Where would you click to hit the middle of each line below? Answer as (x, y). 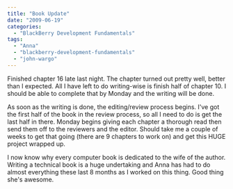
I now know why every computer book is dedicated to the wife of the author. (116, 157)
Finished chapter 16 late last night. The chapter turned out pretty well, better (116, 79)
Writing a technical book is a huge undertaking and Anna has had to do (109, 165)
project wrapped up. (37, 144)
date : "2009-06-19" (35, 20)
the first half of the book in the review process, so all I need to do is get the (115, 114)
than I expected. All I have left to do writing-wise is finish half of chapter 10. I (117, 86)
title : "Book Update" (39, 14)
